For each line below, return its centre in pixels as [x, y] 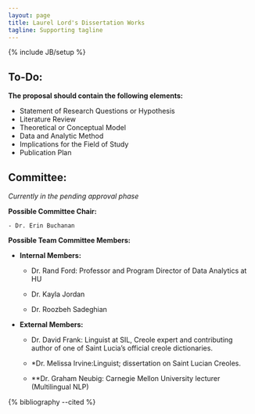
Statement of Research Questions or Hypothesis [97, 111]
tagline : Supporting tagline [56, 30]
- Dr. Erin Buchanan [42, 226]
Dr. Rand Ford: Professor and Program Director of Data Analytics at [139, 271]
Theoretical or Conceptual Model [73, 128]
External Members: [51, 325]
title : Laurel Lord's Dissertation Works [77, 23]
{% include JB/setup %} [47, 53]
